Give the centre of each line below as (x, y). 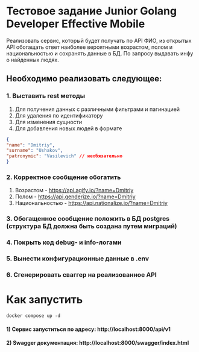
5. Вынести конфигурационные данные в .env (78, 259)
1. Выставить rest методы (46, 96)
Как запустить (45, 300)
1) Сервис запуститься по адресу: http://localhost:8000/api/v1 (88, 329)
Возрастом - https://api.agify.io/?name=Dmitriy (74, 190)
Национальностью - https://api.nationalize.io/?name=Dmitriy (91, 203)
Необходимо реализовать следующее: (84, 79)
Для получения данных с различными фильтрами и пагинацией (97, 109)
